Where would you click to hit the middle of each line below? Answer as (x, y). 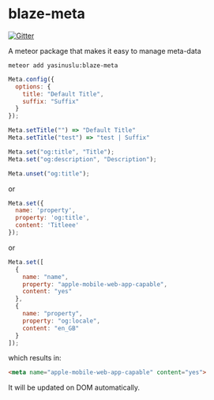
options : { (33, 87)
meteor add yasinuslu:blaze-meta (63, 65)
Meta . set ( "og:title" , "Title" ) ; (61, 152)
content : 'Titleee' (47, 225)
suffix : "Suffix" (51, 101)
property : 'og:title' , (53, 218)
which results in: (35, 358)
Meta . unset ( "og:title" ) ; (49, 174)
